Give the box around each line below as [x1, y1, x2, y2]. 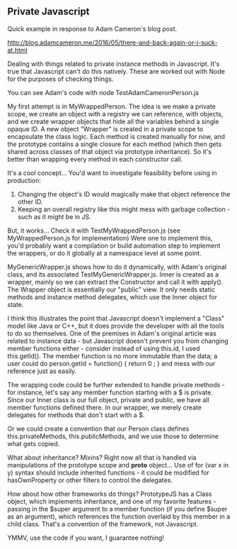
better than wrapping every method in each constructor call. [7, 155, 183, 163]
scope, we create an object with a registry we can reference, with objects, [7, 109, 224, 118]
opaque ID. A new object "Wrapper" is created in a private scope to [7, 124, 204, 133]
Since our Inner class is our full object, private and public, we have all [7, 395, 210, 404]
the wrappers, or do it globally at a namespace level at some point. [7, 248, 202, 257]
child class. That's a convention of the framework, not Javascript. [7, 519, 199, 528]
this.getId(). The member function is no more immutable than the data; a [7, 351, 218, 360]
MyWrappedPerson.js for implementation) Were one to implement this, [7, 233, 213, 242]
